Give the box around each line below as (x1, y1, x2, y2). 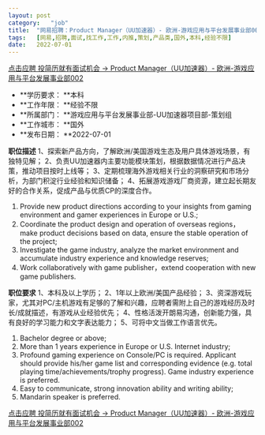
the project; (19, 237, 58, 246)
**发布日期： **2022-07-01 (19, 129, 112, 139)
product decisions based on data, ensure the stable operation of (39, 228, 248, 238)
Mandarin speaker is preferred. (19, 392, 121, 402)
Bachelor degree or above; (19, 333, 107, 343)
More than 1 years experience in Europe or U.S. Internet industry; (19, 342, 231, 351)
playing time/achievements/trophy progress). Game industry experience (19, 367, 254, 377)
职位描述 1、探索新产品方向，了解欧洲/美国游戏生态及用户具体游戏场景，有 (8, 147, 251, 156)
